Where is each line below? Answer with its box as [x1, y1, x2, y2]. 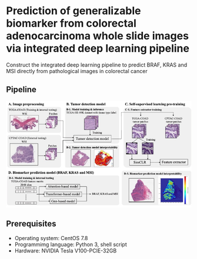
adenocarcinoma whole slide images [6, 29, 189, 42]
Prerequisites [6, 219, 56, 229]
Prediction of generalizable [6, 4, 141, 18]
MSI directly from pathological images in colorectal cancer [6, 67, 148, 74]
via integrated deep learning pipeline [6, 42, 190, 55]
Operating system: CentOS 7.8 [14, 234, 88, 241]
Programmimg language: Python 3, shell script [14, 241, 128, 248]
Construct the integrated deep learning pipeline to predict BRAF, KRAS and [6, 61, 187, 68]
